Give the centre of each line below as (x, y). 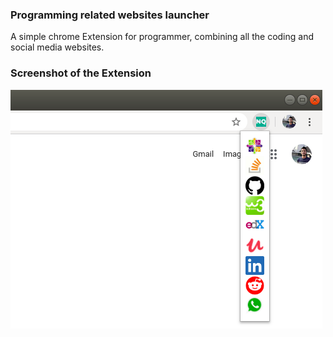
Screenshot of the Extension (81, 73)
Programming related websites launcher (110, 15)
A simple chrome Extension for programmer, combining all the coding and (162, 37)
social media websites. (57, 47)
